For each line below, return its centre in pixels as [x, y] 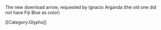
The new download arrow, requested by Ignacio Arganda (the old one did [81, 7]
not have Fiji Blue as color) [33, 12]
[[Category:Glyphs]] [26, 22]
